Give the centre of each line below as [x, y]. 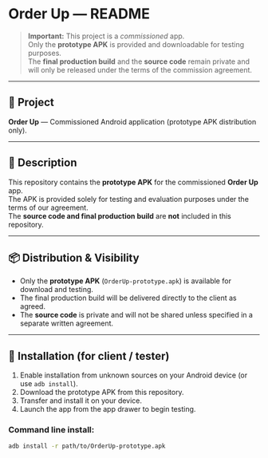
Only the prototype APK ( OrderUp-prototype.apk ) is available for [125, 281]
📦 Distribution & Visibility [74, 257]
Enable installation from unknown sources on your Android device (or [134, 375]
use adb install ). [49, 384]
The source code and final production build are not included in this [120, 215]
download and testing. [57, 290]
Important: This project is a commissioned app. [106, 36]
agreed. [33, 306]
